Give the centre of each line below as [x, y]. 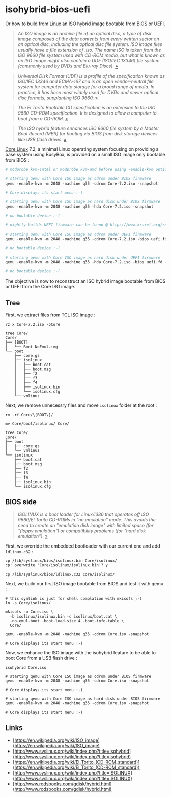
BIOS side [21, 502]
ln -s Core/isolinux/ [28, 603]
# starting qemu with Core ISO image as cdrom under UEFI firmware [78, 234]
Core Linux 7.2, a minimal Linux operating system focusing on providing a [82, 149]
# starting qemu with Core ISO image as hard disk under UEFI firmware [83, 257]
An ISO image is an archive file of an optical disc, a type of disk [84, 33]
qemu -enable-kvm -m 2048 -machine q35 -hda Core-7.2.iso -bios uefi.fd [84, 262]
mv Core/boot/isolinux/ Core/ [37, 424]
